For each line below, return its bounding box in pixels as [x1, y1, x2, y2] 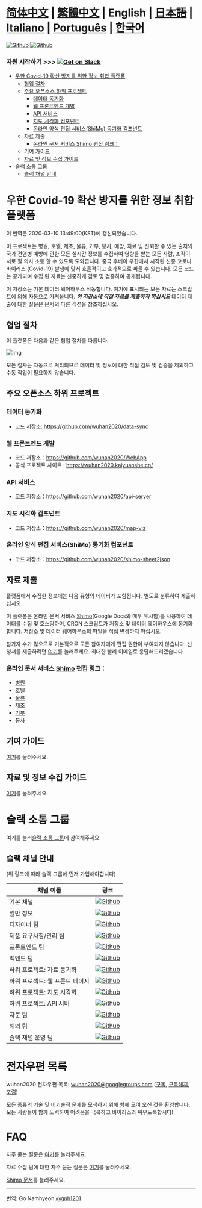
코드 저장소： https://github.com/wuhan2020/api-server [14, 493, 151, 500]
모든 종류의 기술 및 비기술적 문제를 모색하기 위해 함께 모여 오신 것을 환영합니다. [6, 1101, 191, 1109]
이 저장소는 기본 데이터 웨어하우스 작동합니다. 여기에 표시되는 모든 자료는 [6, 285, 176, 293]
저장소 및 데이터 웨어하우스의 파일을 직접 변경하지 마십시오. [23, 627, 162, 635]
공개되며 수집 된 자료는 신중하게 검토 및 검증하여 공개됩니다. [12, 273, 152, 280]
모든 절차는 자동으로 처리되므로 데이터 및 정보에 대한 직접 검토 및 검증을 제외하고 [6, 361, 194, 369]
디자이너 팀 [9, 920, 39, 929]
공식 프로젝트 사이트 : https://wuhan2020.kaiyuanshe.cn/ [14, 461, 153, 469]
